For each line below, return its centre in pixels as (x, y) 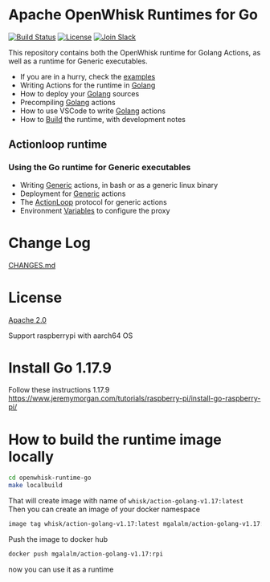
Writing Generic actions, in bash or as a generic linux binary (119, 185)
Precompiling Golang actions (67, 102)
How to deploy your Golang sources (80, 93)
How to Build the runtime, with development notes (103, 119)
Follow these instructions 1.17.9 (59, 390)
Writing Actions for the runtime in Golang (88, 85)
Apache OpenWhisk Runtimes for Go (133, 15)
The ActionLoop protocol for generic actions (93, 201)
